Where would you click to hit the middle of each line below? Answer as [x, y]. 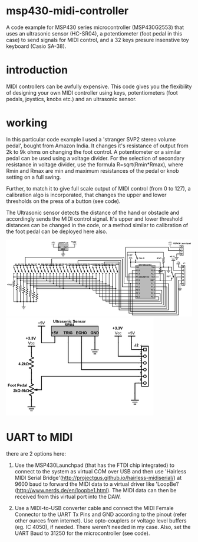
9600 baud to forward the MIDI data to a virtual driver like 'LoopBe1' [97, 484]
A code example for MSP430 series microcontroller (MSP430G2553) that [95, 27]
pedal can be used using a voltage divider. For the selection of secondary [95, 158]
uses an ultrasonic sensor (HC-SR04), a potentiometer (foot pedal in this [94, 33]
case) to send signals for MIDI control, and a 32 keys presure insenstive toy [98, 40]
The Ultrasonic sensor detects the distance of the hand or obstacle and [93, 212]
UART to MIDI [39, 438]
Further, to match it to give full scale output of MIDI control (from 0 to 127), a [98, 188]
